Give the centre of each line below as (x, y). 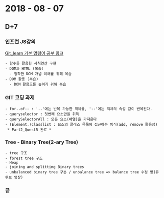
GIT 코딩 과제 (20, 97)
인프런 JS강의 (20, 41)
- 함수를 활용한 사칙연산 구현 (31, 63)
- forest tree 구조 (24, 158)
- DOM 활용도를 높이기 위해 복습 (38, 84)
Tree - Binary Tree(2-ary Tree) (42, 142)
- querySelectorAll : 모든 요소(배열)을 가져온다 (51, 119)
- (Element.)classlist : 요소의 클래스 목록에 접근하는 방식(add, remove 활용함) (81, 125)
